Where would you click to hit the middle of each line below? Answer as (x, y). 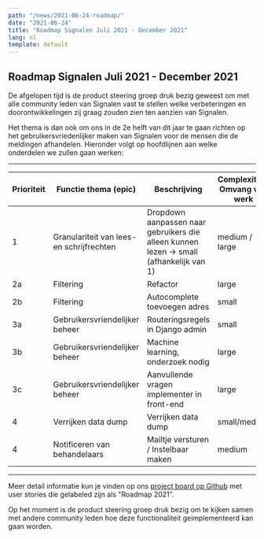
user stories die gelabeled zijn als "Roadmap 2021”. (91, 494)
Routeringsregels (178, 319)
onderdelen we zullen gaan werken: (66, 152)
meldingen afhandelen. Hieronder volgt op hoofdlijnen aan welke (113, 144)
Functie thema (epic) (96, 189)
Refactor (163, 284)
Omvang (235, 189)
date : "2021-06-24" (40, 23)
